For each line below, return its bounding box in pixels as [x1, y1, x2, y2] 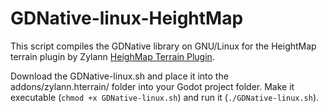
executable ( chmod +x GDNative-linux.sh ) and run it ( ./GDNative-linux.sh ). [10, 91, 320, 103]
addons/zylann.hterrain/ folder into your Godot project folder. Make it [10, 80, 295, 92]
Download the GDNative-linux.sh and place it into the [10, 70, 229, 82]
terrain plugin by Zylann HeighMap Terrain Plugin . [10, 50, 215, 62]
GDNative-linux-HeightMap [10, 7, 244, 30]
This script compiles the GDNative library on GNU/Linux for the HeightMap [10, 40, 317, 52]
